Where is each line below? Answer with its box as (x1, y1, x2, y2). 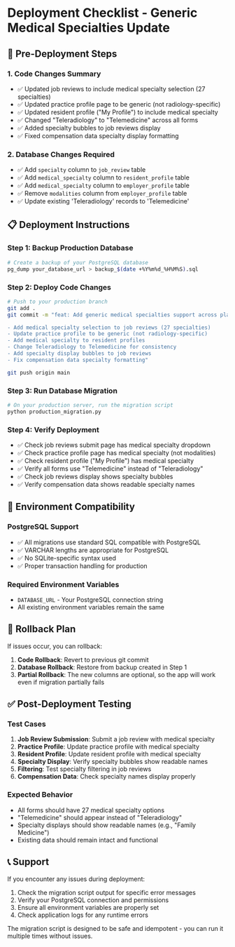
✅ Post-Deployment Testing (7, 698, 131, 710)
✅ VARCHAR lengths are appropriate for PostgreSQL (17, 546, 169, 554)
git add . (7, 304, 36, 311)
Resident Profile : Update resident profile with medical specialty (17, 750, 201, 758)
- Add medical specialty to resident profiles (7, 337, 145, 344)
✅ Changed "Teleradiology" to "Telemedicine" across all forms (17, 116, 199, 124)
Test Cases (7, 719, 47, 729)
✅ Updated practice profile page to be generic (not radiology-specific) (17, 100, 221, 108)
